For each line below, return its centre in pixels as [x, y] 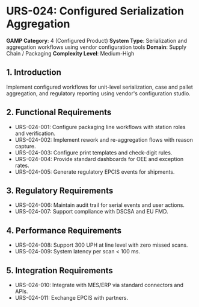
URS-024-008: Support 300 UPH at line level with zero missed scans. [101, 245]
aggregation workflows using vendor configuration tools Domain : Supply [96, 47]
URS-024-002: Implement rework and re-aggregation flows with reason [104, 139]
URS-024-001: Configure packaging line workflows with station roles [100, 127]
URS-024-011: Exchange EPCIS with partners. [71, 298]
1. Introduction [34, 73]
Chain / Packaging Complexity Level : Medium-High [70, 53]
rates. [22, 165]
